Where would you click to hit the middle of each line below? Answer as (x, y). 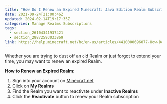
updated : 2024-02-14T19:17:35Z (38, 19)
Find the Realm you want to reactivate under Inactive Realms (75, 91)
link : (11, 42)
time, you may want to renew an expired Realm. (54, 61)
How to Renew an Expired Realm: (40, 71)
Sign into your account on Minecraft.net (53, 80)
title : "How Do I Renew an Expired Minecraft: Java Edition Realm (75, 10)
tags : (11, 28)
